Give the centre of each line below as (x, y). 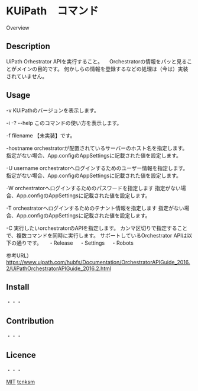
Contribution (30, 321)
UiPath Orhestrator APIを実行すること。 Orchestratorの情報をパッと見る (97, 61)
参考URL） (19, 255)
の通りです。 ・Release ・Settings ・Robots (72, 243)
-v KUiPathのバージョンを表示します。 (53, 110)
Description (28, 47)
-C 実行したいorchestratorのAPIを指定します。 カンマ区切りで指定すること (97, 228)
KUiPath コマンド (53, 11)
